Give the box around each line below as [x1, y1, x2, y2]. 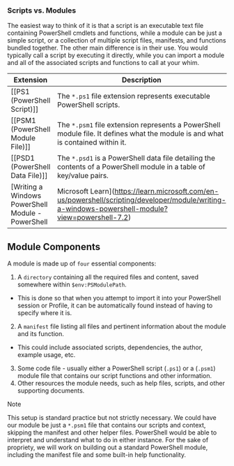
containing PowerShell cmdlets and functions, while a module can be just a [7, 29, 223, 37]
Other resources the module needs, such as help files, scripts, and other [17, 379, 225, 388]
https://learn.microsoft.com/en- [114, 187, 219, 196]
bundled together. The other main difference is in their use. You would [7, 44, 208, 52]
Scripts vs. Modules [7, 6, 77, 15]
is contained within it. [56, 138, 127, 147]
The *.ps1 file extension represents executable [56, 92, 210, 101]
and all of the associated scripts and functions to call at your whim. [7, 59, 200, 67]
